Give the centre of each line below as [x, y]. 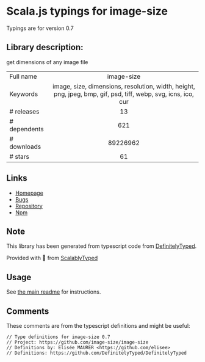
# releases [24, 111]
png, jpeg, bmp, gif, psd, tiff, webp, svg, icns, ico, [124, 94]
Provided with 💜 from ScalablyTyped [52, 258]
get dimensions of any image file [47, 62]
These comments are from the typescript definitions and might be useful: [98, 326]
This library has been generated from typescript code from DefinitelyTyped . [102, 246]
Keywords [24, 94]
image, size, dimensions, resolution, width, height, [124, 86]
